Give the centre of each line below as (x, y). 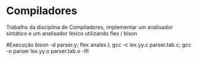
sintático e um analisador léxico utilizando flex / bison (72, 33)
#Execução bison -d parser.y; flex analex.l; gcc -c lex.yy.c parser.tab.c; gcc (99, 45)
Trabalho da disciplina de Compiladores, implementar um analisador (90, 27)
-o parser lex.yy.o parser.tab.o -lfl (48, 51)
